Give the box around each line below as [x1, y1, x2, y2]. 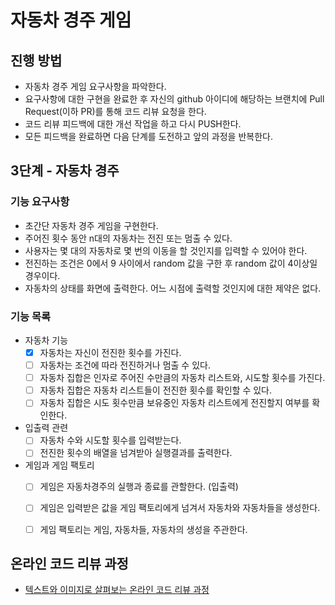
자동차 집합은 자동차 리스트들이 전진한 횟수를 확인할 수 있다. [39, 384, 272, 396]
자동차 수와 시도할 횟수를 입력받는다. [39, 434, 182, 446]
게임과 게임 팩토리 [24, 459, 95, 471]
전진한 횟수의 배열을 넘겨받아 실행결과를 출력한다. [39, 447, 233, 459]
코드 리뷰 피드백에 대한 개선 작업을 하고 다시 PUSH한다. [24, 118, 242, 130]
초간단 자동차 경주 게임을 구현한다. [24, 219, 159, 231]
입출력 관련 [24, 422, 69, 434]
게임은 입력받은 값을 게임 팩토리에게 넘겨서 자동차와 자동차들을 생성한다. [39, 502, 321, 514]
